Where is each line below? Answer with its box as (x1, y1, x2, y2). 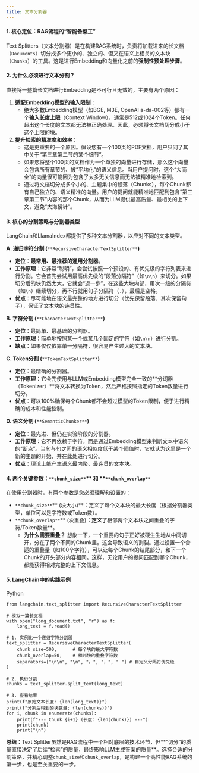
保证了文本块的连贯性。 (27, 302, 86, 310)
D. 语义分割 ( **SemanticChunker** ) (6, 417, 89, 425)
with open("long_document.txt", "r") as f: (6, 618, 116, 624)
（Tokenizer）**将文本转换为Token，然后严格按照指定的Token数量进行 (14, 382, 189, 390)
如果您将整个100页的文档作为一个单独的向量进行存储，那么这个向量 (23, 158, 189, 166)
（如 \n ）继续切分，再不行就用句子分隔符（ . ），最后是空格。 (14, 287, 162, 295)
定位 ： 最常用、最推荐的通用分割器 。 (14, 257, 104, 265)
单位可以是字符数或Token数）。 (25, 509, 100, 516)
